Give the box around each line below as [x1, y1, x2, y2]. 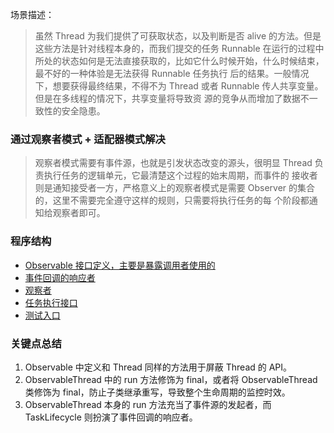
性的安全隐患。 [43, 105, 106, 117]
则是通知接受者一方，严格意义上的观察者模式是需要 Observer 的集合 [34, 182, 316, 194]
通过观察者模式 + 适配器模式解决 [10, 132, 166, 146]
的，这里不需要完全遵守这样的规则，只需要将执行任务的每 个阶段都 [34, 194, 310, 207]
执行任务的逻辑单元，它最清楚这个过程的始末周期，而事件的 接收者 [43, 169, 318, 182]
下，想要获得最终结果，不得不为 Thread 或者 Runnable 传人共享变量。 [34, 80, 324, 92]
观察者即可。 [52, 207, 106, 219]
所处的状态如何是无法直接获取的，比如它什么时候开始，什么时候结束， [34, 55, 325, 67]
